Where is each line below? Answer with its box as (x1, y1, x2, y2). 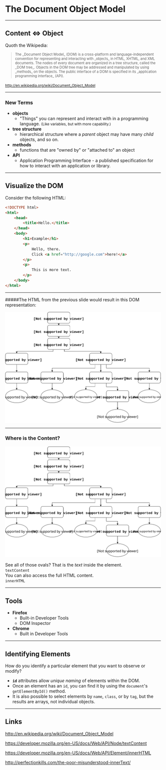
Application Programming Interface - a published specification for (19, 158, 154, 163)
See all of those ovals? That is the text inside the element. (5, 562, 123, 568)
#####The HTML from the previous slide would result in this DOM (5, 296, 140, 302)
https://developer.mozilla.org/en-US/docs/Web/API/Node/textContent (5, 740, 147, 746)
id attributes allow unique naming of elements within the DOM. (12, 678, 140, 684)
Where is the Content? (5, 435, 60, 442)
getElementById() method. (12, 688, 66, 694)
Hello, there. (31, 246, 61, 251)
